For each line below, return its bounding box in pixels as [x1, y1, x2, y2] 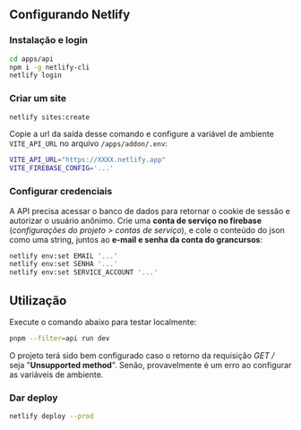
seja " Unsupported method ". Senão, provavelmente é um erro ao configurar [9, 359, 292, 370]
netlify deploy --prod [9, 412, 94, 421]
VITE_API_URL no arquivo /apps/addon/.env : [9, 138, 168, 149]
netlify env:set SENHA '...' [9, 260, 118, 269]
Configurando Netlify [9, 7, 131, 22]
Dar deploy [9, 391, 58, 404]
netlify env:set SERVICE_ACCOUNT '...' [9, 268, 159, 277]
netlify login [9, 71, 63, 80]
